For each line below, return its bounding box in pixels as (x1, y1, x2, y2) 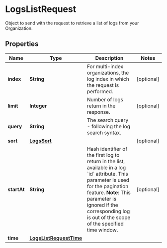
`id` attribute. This (86, 170, 128, 177)
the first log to (86, 151, 120, 158)
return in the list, (86, 158, 125, 165)
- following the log (86, 123, 131, 130)
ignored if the (86, 201, 118, 208)
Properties (5, 40, 39, 48)
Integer (29, 102, 47, 109)
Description (95, 54, 124, 61)
